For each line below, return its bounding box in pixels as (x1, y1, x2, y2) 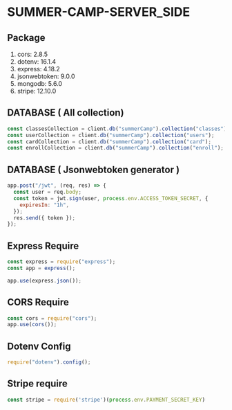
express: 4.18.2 (17, 65, 60, 73)
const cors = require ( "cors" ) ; (7, 314, 97, 322)
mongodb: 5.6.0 (17, 80, 63, 87)
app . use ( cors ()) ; (7, 321, 57, 328)
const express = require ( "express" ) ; (7, 258, 116, 265)
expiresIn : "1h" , (19, 202, 70, 208)
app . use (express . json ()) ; (7, 277, 81, 284)
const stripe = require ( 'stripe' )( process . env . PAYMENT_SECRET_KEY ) (7, 396, 206, 403)
